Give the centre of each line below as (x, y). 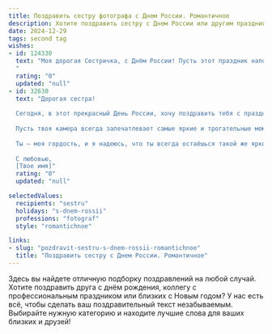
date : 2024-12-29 (38, 31)
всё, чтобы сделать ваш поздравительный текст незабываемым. (121, 304)
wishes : (21, 46)
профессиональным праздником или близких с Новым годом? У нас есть (136, 295)
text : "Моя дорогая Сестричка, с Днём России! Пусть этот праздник (132, 61)
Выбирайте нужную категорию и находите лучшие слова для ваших (126, 313)
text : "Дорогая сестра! (55, 99)
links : (19, 241)
